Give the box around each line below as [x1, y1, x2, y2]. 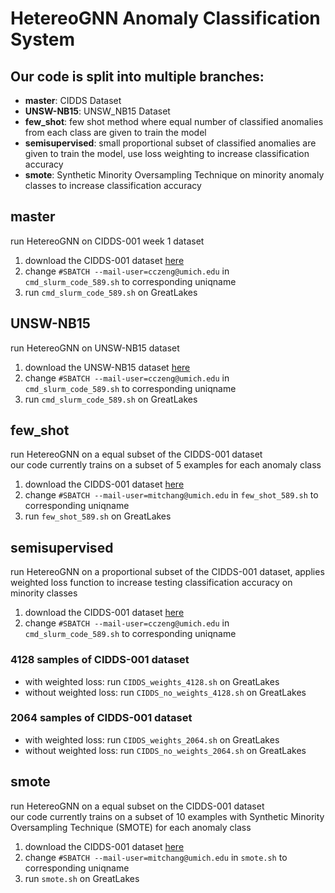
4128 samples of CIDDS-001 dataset [10, 653, 190, 667]
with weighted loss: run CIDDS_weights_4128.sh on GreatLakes [24, 675, 280, 687]
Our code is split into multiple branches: [10, 68, 265, 85]
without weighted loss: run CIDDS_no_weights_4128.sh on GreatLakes [24, 686, 307, 698]
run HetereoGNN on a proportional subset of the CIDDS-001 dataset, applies [10, 566, 325, 578]
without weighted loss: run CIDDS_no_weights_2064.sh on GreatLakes [24, 744, 307, 756]
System [10, 28, 76, 51]
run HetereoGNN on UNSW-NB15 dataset [10, 342, 180, 354]
